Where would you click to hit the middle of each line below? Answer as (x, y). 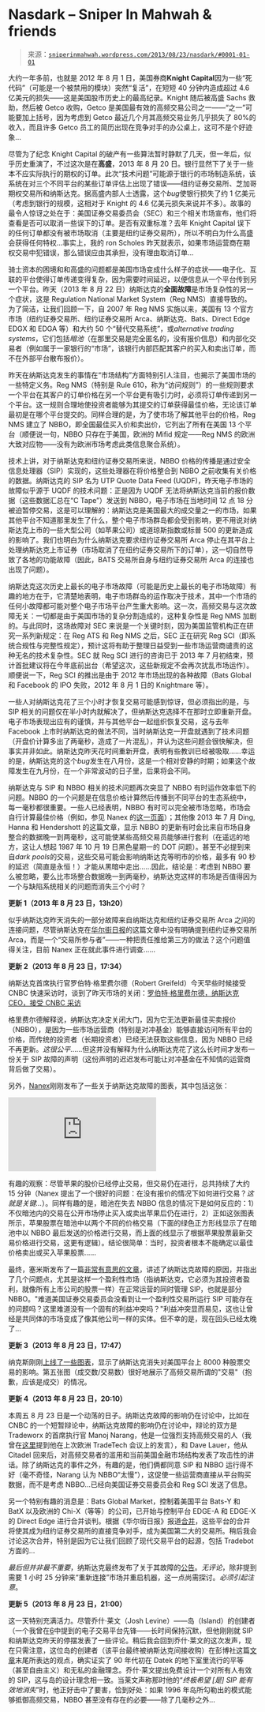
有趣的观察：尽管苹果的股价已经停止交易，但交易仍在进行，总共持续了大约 (129, 1183)
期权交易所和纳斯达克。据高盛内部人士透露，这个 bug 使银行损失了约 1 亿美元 (132, 193)
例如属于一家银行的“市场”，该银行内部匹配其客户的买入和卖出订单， (139, 348)
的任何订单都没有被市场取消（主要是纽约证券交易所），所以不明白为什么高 (127, 233)
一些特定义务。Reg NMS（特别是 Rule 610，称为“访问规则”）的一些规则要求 (131, 385)
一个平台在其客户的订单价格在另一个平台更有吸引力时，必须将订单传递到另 (129, 394)
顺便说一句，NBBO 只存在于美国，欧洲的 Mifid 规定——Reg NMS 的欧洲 (138, 434)
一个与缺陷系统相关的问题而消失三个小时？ (77, 886)
